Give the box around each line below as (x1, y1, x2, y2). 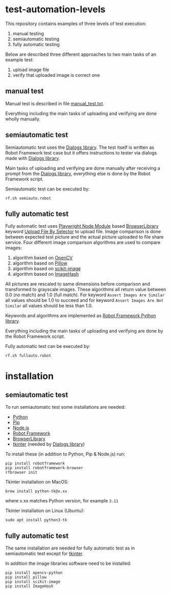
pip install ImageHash (5, 584, 54, 589)
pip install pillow (5, 575, 47, 580)
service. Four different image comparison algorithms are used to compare (5, 239, 161, 246)
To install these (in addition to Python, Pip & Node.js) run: (5, 451, 126, 457)
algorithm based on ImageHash (12, 271, 79, 277)
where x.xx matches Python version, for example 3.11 (5, 498, 118, 504)
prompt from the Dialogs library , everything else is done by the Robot (5, 170, 151, 177)
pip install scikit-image (5, 579, 60, 584)
